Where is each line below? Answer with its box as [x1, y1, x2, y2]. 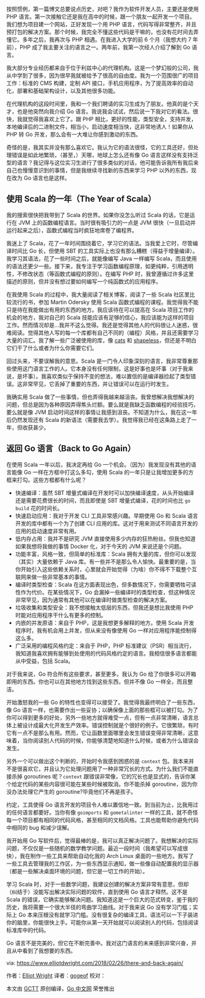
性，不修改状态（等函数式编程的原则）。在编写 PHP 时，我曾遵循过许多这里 [6, 270, 194, 277]
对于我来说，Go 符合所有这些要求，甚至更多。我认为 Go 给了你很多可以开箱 [6, 670, 196, 678]
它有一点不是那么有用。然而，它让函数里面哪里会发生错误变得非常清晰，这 [6, 729, 193, 736]
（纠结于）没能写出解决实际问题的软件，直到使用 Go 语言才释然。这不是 [6, 888, 188, 895]
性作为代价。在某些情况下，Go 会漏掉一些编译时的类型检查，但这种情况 [15, 588, 195, 596]
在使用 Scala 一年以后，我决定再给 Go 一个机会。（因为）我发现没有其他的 [6, 460, 191, 468]
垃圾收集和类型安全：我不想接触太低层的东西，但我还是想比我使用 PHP [15, 604, 194, 611]
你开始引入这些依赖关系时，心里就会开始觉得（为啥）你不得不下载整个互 [15, 565, 197, 573]
